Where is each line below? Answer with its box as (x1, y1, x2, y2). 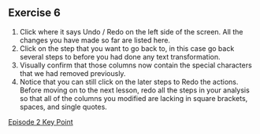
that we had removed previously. (19, 68, 126, 78)
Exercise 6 (8, 6, 61, 20)
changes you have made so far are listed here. (19, 35, 171, 45)
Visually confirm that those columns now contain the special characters (19, 60, 252, 70)
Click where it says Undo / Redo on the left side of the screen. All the (19, 27, 243, 36)
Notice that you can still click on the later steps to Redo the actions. (19, 77, 239, 86)
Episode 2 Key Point (8, 117, 73, 126)
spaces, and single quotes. (19, 102, 108, 111)
